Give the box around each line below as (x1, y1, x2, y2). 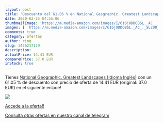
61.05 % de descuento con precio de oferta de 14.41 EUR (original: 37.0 (5, 79, 147, 85)
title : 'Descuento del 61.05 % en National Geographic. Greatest (5, 12, 140, 16)
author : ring (5, 39, 32, 44)
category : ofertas (5, 34, 42, 39)
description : (5, 47, 32, 52)
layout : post (5, 7, 32, 12)
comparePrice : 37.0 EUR (5, 57, 53, 61)
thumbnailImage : (5, 20, 38, 26)
